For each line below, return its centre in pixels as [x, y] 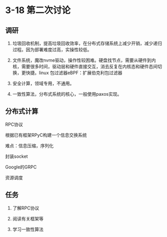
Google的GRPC [21, 167]
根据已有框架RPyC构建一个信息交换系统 [46, 135]
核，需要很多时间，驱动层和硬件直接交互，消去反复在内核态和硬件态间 [85, 66]
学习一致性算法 [28, 229]
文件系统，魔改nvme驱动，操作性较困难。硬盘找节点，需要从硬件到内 [84, 60]
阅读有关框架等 [28, 218]
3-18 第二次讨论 [38, 10]
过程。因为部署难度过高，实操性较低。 [52, 50]
